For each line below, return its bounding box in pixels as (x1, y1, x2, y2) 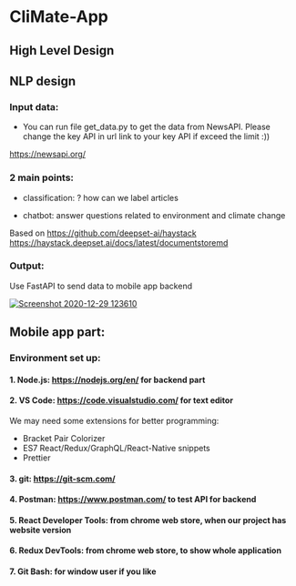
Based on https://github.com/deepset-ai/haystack (9, 227, 198, 238)
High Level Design (9, 43, 115, 58)
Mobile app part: (9, 325, 106, 340)
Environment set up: (9, 352, 102, 365)
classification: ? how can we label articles (22, 192, 179, 203)
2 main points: (9, 171, 75, 184)
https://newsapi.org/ (9, 148, 87, 160)
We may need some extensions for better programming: (9, 415, 219, 426)
